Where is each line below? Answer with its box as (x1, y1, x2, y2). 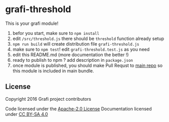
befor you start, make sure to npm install (12, 30, 100, 36)
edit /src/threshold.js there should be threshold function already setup (12, 35, 164, 42)
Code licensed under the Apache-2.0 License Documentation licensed (5, 105, 152, 112)
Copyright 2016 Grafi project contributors (5, 96, 92, 102)
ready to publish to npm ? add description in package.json (12, 57, 133, 63)
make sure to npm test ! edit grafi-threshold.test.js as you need (12, 46, 150, 52)
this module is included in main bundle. (12, 67, 95, 74)
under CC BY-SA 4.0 (5, 111, 48, 117)
